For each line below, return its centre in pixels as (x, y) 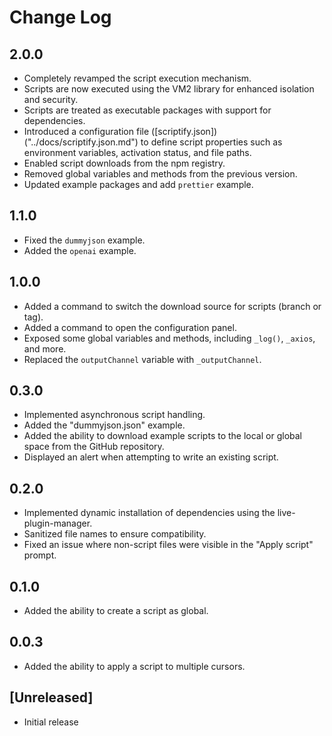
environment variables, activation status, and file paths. (137, 152)
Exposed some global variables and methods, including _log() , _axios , (169, 338)
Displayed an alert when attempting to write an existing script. (151, 457)
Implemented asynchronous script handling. (114, 415)
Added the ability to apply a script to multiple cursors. (134, 666)
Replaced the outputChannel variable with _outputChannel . (142, 359)
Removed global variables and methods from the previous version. (160, 174)
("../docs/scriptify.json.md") (81, 142)
